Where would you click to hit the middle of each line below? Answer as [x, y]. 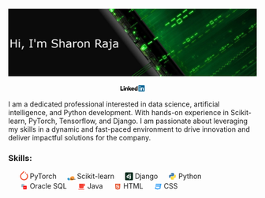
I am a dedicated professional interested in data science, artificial [114, 104]
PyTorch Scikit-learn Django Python [116, 176]
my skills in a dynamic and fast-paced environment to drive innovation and [129, 129]
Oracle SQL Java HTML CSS [104, 186]
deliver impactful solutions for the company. [80, 137]
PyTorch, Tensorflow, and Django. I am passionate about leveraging [138, 121]
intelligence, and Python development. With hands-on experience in [119, 112]
